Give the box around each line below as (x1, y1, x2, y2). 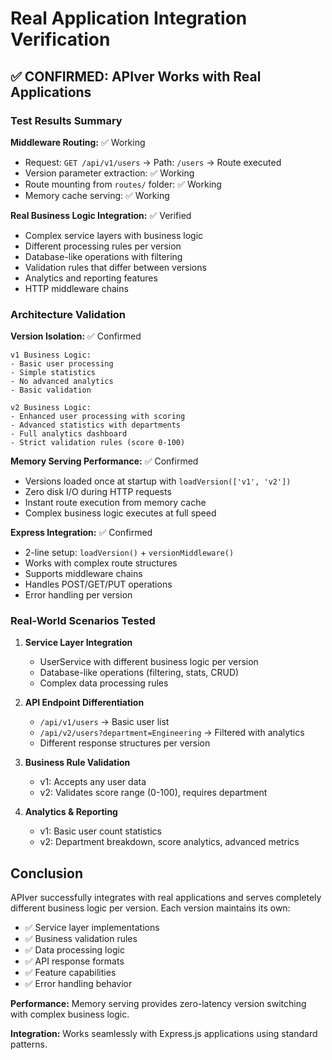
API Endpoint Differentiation (24, 697, 145, 709)
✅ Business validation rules (24, 933, 138, 945)
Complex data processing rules (39, 677, 169, 689)
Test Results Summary (10, 113, 123, 127)
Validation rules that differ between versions (24, 261, 207, 273)
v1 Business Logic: (10, 350, 92, 361)
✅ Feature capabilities (24, 967, 117, 979)
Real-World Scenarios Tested (10, 614, 156, 628)
